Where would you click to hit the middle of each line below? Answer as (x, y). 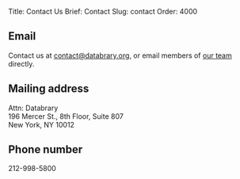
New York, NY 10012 (42, 124)
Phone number (46, 150)
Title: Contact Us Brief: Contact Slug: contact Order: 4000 (103, 11)
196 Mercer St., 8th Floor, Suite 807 (66, 116)
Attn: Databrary (33, 108)
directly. (21, 63)
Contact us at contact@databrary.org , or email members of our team (120, 55)
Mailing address (49, 89)
